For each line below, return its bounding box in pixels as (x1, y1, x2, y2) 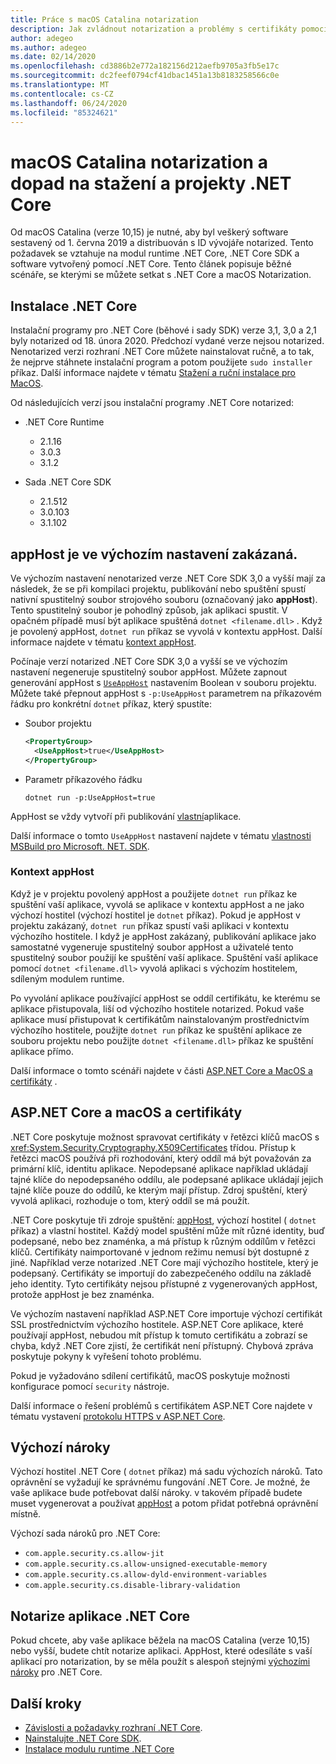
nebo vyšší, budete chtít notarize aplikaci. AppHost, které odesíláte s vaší (10, 1645, 313, 1657)
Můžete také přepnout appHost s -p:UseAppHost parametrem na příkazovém (10, 687, 322, 699)
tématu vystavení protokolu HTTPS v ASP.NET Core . (10, 1410, 226, 1422)
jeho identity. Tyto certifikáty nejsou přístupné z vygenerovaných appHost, (10, 1277, 318, 1290)
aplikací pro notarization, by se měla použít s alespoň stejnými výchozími (10, 1656, 311, 1668)
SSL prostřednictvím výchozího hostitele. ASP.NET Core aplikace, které (10, 1318, 304, 1330)
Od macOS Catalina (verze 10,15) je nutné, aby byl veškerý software (10, 226, 289, 238)
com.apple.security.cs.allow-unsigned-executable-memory (24, 1559, 268, 1570)
